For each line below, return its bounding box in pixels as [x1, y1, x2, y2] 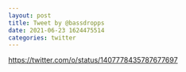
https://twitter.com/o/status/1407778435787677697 [8, 55, 178, 65]
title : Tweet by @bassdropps [8, 19, 105, 27]
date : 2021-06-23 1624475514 [8, 26, 105, 34]
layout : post [8, 11, 52, 20]
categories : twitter [8, 33, 77, 42]
